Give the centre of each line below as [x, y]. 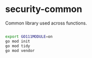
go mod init [18, 41]
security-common [44, 9]
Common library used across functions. [46, 23]
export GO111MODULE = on [29, 36]
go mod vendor [20, 50]
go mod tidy [18, 46]
